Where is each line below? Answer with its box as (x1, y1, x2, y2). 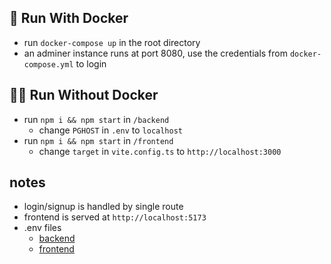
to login (75, 57, 107, 70)
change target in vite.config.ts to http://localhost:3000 (38, 145, 282, 157)
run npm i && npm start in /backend (23, 113, 170, 125)
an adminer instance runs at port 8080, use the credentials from (23, 47, 288, 59)
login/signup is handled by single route (23, 201, 184, 213)
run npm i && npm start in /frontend (23, 134, 174, 146)
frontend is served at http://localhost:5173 (23, 211, 207, 223)
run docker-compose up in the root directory (23, 36, 201, 48)
